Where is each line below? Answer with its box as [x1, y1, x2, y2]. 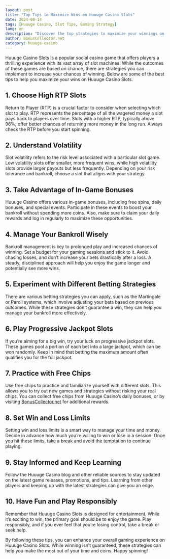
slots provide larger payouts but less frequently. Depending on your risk [5, 165, 155, 171]
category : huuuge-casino [5, 41, 58, 46]
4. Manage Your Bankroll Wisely [5, 230, 109, 238]
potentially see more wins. [5, 265, 60, 271]
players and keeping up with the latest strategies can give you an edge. [5, 483, 155, 489]
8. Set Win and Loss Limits [5, 413, 90, 422]
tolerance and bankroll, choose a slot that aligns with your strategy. [5, 171, 146, 177]
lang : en [5, 26, 24, 32]
